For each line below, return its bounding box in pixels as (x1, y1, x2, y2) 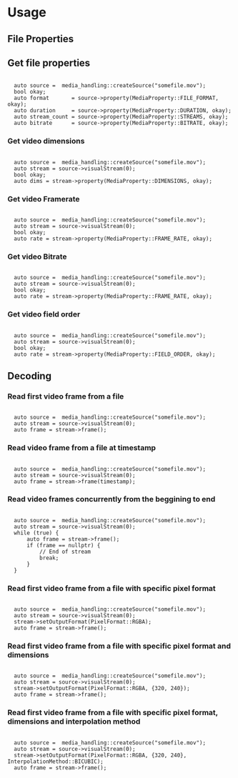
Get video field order (7, 309, 81, 319)
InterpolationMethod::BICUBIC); (7, 758, 104, 765)
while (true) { (14, 529, 59, 537)
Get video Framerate (7, 194, 80, 204)
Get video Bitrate (7, 251, 67, 261)
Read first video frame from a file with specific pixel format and (7, 641, 231, 651)
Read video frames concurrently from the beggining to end (7, 494, 216, 504)
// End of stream (39, 548, 91, 555)
